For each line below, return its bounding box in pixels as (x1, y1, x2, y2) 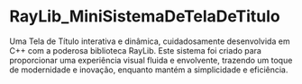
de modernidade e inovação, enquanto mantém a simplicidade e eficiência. (9, 64, 288, 75)
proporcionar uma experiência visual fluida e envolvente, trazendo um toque (9, 55, 293, 65)
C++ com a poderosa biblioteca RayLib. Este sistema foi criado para (9, 45, 261, 55)
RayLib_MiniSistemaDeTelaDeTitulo (9, 6, 281, 27)
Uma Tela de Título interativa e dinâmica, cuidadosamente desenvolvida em (9, 36, 290, 46)
